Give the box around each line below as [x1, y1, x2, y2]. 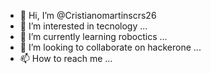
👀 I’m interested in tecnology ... [19, 20, 148, 32]
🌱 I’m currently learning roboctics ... [19, 31, 168, 42]
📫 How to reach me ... [19, 53, 113, 64]
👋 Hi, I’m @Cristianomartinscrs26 [19, 10, 157, 21]
